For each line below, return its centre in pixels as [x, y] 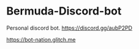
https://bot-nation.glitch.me [41, 39]
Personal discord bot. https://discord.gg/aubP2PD [69, 28]
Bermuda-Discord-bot [64, 11]
